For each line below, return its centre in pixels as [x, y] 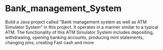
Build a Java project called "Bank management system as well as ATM [76, 22]
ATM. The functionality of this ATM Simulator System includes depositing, [80, 32]
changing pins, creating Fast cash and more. [50, 42]
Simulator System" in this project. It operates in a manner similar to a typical [82, 27]
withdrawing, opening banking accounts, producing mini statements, [74, 37]
